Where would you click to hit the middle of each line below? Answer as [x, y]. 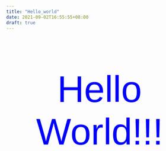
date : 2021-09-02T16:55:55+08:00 [47, 17]
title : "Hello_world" [33, 12]
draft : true [21, 23]
